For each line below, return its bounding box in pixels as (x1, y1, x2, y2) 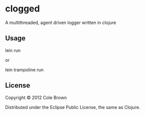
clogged (5, 3, 40, 14)
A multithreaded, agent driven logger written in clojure (5, 19, 117, 25)
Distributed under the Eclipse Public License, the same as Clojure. (5, 104, 141, 110)
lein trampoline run (5, 66, 44, 72)
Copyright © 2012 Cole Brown (5, 94, 67, 100)
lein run (5, 47, 21, 53)
